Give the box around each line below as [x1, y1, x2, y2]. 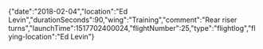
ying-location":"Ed [8, 32, 69, 41]
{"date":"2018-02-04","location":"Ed [8, 7, 128, 16]
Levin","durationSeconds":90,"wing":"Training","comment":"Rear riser [8, 15, 237, 24]
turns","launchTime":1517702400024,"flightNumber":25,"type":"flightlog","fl [8, 24, 257, 32]
